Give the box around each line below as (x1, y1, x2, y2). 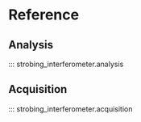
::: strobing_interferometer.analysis (8, 59, 124, 69)
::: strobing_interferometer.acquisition (8, 103, 133, 114)
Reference (8, 6, 79, 24)
